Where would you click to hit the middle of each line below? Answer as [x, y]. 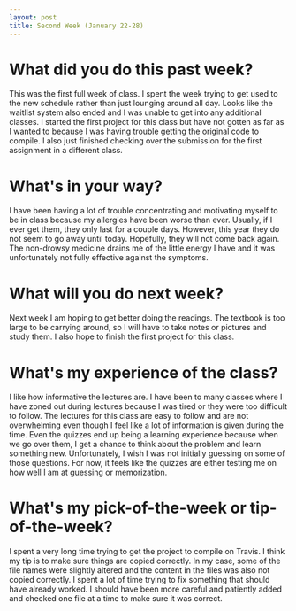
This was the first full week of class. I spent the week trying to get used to [144, 94]
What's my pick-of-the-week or [128, 508]
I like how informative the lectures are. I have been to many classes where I [146, 397]
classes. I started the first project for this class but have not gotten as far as [147, 122]
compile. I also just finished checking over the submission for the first [136, 141]
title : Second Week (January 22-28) [76, 26]
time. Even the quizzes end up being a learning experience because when [144, 435]
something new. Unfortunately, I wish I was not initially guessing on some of [147, 453]
